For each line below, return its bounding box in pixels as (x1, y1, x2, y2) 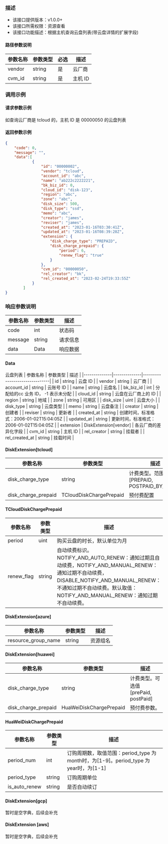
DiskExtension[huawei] (5, 652, 55, 658)
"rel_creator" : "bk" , (40, 271, 86, 277)
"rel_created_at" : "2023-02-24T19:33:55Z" (40, 276, 131, 281)
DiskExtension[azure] (5, 614, 51, 620)
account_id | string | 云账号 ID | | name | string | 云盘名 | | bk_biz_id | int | (5, 384, 155, 390)
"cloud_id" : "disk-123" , (40, 187, 93, 192)
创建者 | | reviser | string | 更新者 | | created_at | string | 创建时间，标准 (5, 409, 150, 415)
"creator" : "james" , (40, 215, 84, 221)
